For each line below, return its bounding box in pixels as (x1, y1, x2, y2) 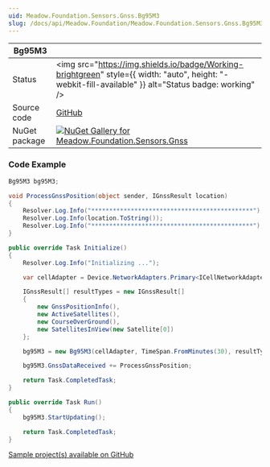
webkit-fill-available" (55, 78, 138, 89)
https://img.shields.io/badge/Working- (97, 58, 244, 69)
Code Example (8, 159, 67, 170)
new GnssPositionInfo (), (37, 303, 121, 311)
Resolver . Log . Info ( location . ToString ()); (22, 214, 163, 222)
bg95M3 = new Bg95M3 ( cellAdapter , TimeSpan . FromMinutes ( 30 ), (22, 347, 231, 355)
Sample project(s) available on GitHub (8, 450, 134, 460)
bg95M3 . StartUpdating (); (22, 413, 106, 421)
